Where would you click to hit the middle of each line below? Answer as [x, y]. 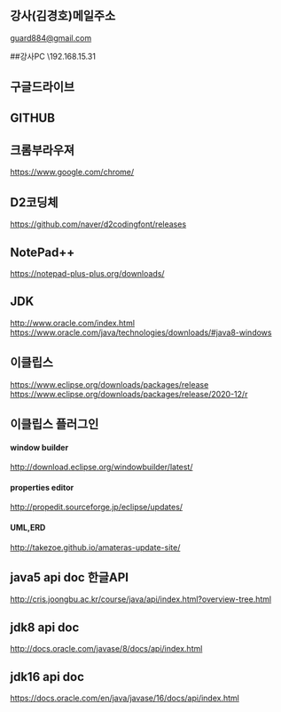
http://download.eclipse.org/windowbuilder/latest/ [101, 467]
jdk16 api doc [47, 677]
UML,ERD [28, 528]
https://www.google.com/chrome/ [72, 172]
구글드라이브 [42, 87]
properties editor [42, 487]
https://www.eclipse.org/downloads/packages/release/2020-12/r [129, 394]
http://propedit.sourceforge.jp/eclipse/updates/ [97, 507]
